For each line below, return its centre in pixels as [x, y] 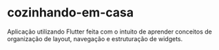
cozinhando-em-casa [71, 13]
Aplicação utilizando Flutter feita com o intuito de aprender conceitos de [109, 32]
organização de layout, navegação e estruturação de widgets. [95, 38]
